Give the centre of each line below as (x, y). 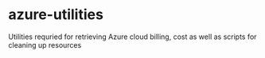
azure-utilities (56, 15)
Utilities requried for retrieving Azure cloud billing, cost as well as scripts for (132, 37)
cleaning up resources (45, 44)
